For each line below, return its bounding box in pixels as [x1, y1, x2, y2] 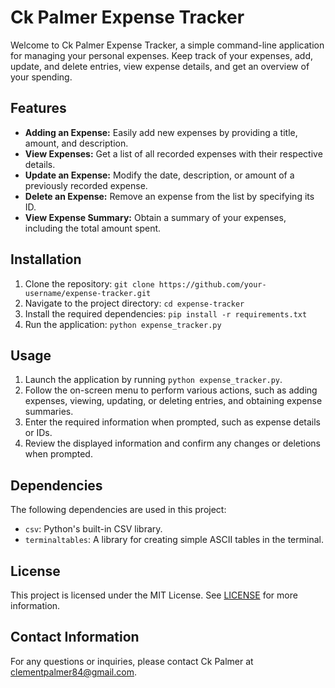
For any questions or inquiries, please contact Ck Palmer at [10, 655, 254, 667]
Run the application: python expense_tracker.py [24, 318, 222, 330]
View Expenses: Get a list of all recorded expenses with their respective [24, 147, 323, 160]
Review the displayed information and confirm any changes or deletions [24, 437, 321, 450]
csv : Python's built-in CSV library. [24, 523, 163, 535]
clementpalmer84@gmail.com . [10, 666, 137, 678]
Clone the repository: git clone [24, 277, 155, 290]
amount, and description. [24, 137, 129, 149]
